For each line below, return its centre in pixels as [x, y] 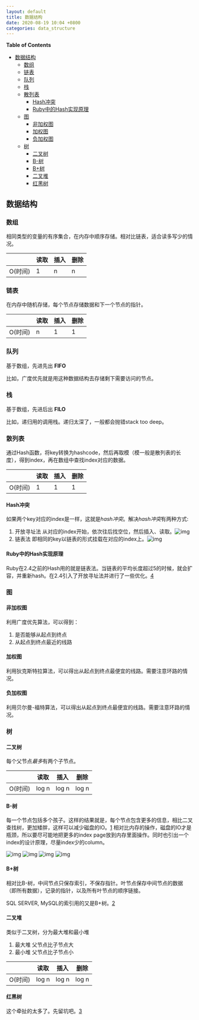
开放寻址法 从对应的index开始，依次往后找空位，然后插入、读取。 [95, 532]
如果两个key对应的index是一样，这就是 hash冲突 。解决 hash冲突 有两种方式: [97, 519]
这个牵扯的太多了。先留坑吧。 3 [44, 1011]
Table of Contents [29, 45]
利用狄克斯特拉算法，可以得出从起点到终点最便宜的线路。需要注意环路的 [94, 671]
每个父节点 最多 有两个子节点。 [42, 761]
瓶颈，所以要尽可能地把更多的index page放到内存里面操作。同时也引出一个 [97, 835]
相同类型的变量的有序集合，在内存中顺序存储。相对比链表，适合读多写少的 [97, 236]
